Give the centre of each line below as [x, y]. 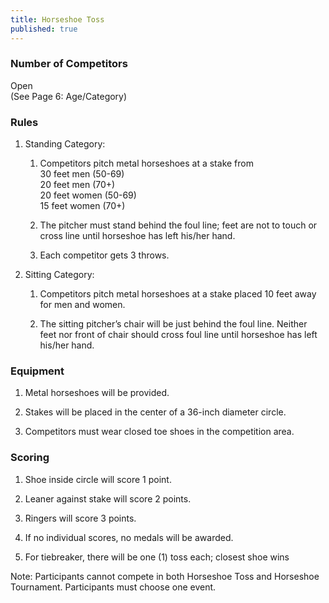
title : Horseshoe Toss [57, 19]
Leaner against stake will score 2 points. [108, 498]
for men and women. [82, 305]
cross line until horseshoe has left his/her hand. [137, 236]
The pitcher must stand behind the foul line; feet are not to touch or [178, 225]
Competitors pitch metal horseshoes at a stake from [146, 163]
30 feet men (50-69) [82, 174]
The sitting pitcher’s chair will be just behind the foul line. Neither [173, 324]
